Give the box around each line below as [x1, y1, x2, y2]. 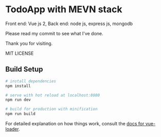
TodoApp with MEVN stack [5, 4, 122, 15]
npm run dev [5, 97, 31, 103]
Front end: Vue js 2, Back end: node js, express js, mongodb [5, 20, 133, 27]
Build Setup [5, 65, 43, 74]
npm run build [5, 111, 36, 117]
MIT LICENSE [5, 50, 34, 56]
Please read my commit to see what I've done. [5, 30, 104, 36]
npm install [5, 83, 31, 88]
